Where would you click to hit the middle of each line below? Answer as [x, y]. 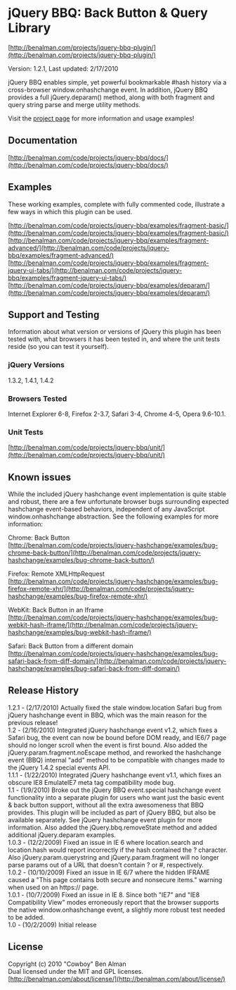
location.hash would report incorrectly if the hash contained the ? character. [118, 850]
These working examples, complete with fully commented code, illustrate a [117, 204]
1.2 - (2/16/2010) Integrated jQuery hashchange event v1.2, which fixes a [113, 730]
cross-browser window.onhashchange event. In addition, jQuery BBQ [108, 89]
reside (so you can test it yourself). [59, 347]
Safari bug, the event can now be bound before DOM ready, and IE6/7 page [117, 737]
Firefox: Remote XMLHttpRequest [56, 574]
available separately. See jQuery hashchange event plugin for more [105, 819]
